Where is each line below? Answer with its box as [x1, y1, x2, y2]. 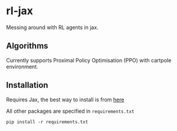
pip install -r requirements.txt [6, 119, 88, 125]
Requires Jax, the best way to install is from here [6, 96, 124, 103]
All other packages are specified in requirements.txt [6, 107, 135, 114]
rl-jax [6, 4, 34, 18]
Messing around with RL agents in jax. [6, 24, 99, 31]
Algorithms [6, 41, 48, 51]
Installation [6, 80, 48, 90]
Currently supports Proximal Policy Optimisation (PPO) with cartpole [6, 56, 172, 63]
